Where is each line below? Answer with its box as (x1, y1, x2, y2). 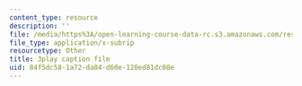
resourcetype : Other (9, 47, 87, 56)
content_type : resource (9, 13, 99, 22)
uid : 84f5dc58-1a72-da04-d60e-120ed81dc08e (9, 64, 175, 73)
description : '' (9, 21, 70, 30)
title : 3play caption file (9, 55, 111, 64)
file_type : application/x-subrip (9, 38, 135, 47)
